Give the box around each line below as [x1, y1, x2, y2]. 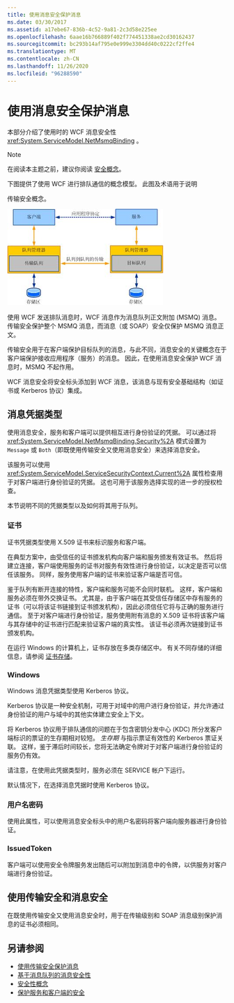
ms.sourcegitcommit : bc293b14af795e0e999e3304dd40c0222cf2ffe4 [7, 40, 195, 48]
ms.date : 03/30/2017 [7, 18, 68, 26]
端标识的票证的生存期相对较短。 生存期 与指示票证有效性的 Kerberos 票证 [7, 733, 217, 742]
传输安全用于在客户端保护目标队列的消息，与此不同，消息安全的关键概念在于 [7, 345, 227, 354]
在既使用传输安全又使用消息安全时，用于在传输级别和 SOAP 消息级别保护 [7, 911, 217, 920]
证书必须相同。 [19, 920, 63, 928]
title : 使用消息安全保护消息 [7, 11, 81, 18]
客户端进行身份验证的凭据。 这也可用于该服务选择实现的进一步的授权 [19, 478, 217, 486]
